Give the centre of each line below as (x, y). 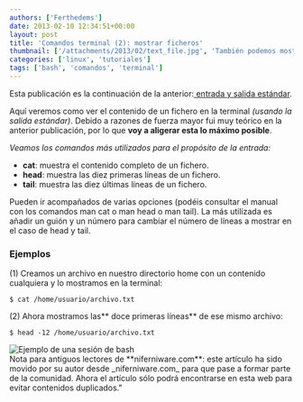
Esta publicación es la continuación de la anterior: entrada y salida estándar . (151, 93)
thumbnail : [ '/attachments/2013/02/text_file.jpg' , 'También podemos (143, 51)
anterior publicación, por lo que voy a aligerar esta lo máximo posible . (141, 130)
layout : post (34, 34)
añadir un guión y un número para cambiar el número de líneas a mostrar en (151, 221)
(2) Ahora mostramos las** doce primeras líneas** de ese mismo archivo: (146, 316)
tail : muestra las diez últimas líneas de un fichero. (115, 184)
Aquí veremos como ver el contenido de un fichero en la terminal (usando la (151, 111)
